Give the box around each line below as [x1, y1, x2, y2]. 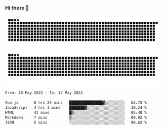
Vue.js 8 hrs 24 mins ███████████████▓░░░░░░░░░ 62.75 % [5, 100, 147, 105]
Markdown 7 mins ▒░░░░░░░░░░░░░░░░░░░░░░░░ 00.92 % [5, 115, 147, 120]
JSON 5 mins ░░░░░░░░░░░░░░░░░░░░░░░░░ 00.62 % [5, 120, 147, 125]
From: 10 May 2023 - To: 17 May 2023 [5, 90, 83, 95]
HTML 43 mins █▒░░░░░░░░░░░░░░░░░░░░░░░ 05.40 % [5, 110, 147, 115]
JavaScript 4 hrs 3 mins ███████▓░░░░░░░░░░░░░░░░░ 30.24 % [5, 105, 147, 110]
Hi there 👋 [5, 4, 30, 11]
